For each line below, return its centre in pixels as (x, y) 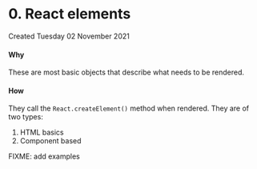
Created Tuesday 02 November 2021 (69, 36)
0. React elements (70, 14)
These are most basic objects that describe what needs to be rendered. (126, 72)
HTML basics (42, 132)
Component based (50, 141)
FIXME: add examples (44, 156)
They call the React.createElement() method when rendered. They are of (129, 108)
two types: (26, 117)
